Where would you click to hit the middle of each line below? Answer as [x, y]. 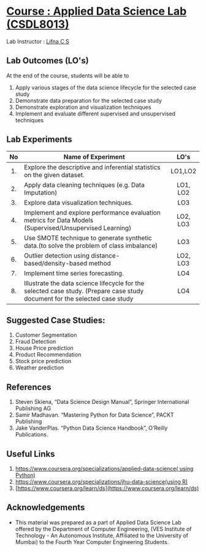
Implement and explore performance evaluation [92, 212]
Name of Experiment [94, 157]
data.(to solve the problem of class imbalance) [91, 245]
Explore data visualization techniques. [78, 202]
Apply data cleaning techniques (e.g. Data [85, 184]
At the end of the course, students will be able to [68, 76]
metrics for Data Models [59, 220]
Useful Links [31, 454]
